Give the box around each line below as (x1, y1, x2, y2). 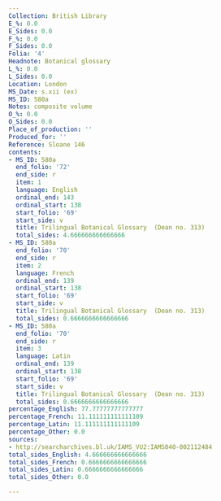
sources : (8, 435, 38, 443)
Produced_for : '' (8, 133, 67, 141)
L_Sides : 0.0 (8, 72, 53, 81)
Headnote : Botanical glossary (8, 58, 111, 66)
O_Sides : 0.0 (8, 118, 53, 126)
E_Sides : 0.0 (8, 27, 53, 35)
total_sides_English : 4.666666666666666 (8, 451, 148, 459)
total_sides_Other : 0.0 (8, 473, 89, 481)
